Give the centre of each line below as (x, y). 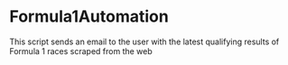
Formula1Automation (89, 17)
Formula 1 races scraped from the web (81, 51)
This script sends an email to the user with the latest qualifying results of (144, 42)
